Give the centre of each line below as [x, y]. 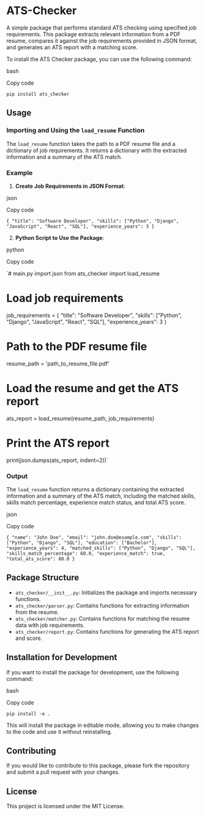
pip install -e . [28, 714]
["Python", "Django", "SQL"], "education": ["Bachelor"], [82, 543]
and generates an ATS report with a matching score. [72, 47]
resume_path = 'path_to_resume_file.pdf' [58, 363]
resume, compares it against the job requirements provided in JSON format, [102, 40]
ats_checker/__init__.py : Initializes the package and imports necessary [106, 592]
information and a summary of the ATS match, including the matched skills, [101, 496]
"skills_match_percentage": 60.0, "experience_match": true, [86, 553]
